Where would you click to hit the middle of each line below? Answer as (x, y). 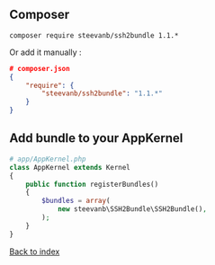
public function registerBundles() (92, 184)
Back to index (35, 252)
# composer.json (40, 68)
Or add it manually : (45, 52)
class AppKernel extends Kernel (70, 167)
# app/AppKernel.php (48, 159)
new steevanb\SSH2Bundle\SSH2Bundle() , (132, 209)
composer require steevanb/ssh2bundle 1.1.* (94, 35)
